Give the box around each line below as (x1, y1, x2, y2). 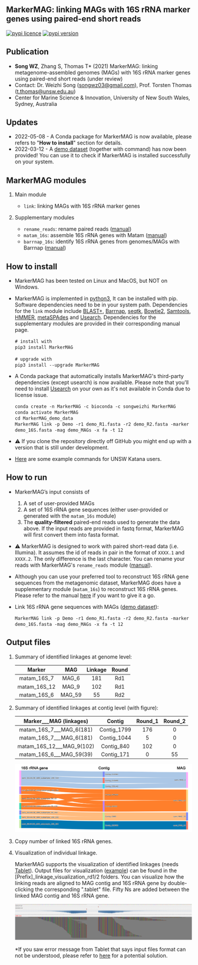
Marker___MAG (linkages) (23, 717, 88, 724)
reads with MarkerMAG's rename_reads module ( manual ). (14, 561, 153, 569)
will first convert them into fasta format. (23, 531, 120, 538)
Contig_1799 (99, 726, 131, 733)
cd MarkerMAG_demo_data (14, 415, 74, 422)
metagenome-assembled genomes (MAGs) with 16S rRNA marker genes (14, 69, 191, 76)
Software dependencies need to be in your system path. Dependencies (14, 301, 188, 308)
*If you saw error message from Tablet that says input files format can (14, 946, 186, 953)
